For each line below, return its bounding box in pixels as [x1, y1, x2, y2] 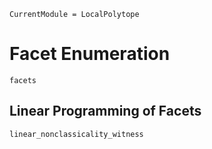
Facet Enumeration [9, 43, 171, 65]
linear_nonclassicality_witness [9, 129, 144, 139]
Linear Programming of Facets [9, 103, 202, 120]
